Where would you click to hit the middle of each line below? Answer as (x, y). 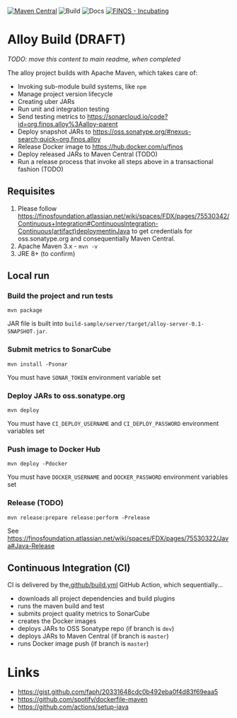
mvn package (25, 311)
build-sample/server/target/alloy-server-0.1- (134, 324)
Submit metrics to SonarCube (59, 349)
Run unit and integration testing (63, 109)
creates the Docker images (57, 621)
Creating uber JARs (46, 101)
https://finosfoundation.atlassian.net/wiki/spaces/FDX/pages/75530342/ (123, 216)
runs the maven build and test (61, 606)
